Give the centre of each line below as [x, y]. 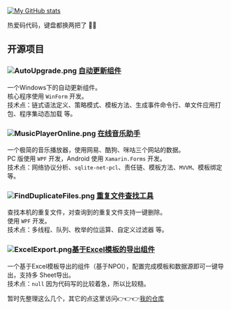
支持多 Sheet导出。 [47, 275]
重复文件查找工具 [125, 195]
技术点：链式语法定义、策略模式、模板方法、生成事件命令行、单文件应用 [111, 105]
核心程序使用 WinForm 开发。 [47, 96]
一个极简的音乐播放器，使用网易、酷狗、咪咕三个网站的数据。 [96, 149]
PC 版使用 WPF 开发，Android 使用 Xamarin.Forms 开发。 [87, 158]
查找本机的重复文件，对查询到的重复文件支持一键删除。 [87, 212]
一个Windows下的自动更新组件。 [54, 87]
